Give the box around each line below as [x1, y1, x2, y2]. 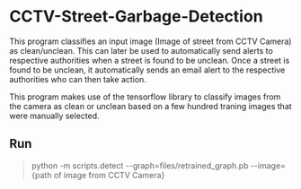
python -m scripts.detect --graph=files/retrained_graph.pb [31, 159, 249, 171]
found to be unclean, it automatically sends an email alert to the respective [9, 64, 286, 75]
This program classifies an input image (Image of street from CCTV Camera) [9, 36, 292, 47]
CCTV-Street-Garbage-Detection [9, 6, 263, 27]
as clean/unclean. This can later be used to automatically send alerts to [9, 45, 274, 56]
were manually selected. [9, 110, 101, 121]
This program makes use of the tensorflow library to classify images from [9, 91, 281, 102]
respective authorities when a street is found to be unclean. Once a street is [9, 55, 290, 65]
